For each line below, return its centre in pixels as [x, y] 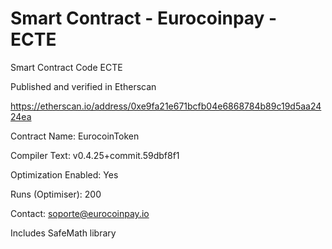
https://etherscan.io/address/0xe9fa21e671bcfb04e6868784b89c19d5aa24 [166, 106]
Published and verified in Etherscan [83, 86]
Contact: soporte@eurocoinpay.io [80, 213]
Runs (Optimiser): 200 [56, 194]
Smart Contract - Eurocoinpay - [144, 18]
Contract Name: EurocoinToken [75, 136]
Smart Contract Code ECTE [66, 67]
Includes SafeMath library [63, 233]
